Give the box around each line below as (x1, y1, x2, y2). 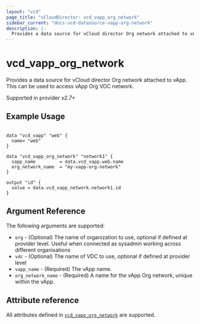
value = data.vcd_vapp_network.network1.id (11, 184, 121, 191)
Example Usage (6, 112, 65, 122)
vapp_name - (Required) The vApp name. (14, 265, 112, 272)
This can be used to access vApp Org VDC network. (6, 83, 134, 90)
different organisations (14, 246, 71, 254)
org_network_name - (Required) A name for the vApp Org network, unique (14, 271, 193, 279)
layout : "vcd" (6, 8, 42, 15)
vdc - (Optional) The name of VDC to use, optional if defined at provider (14, 252, 190, 260)
